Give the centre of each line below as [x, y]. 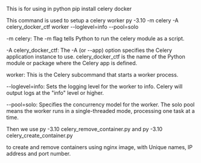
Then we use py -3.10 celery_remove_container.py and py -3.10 [85, 129]
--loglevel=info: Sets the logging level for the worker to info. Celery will [94, 86]
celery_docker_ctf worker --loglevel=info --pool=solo [72, 27]
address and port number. [39, 154]
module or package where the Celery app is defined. [72, 63]
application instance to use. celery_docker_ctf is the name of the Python [96, 56]
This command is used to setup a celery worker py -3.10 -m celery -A [93, 20]
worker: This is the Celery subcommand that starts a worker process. [92, 75]
